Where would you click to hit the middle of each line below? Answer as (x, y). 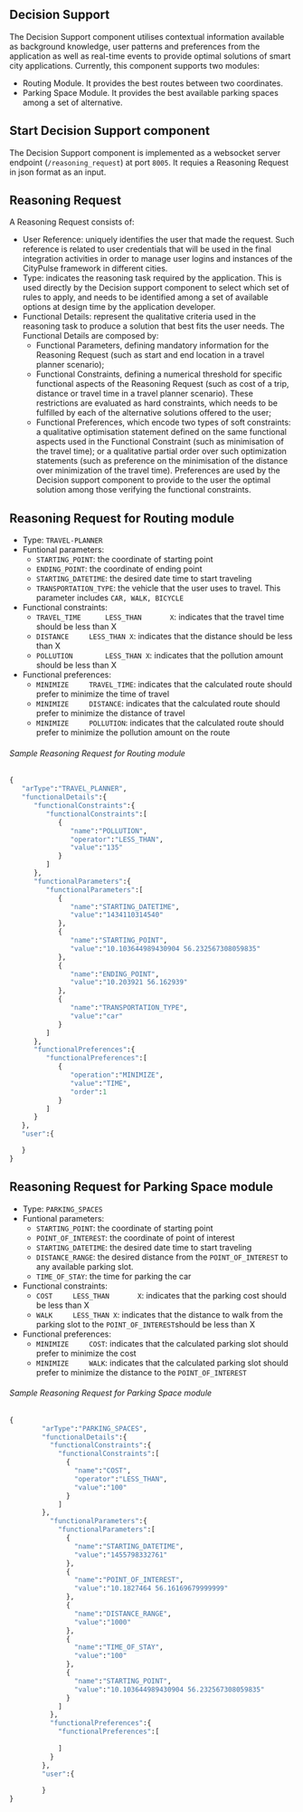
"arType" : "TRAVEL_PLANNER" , (74, 789)
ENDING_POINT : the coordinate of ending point (119, 569)
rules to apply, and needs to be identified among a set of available (145, 297)
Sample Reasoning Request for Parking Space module (111, 1393)
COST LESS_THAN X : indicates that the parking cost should (161, 1295)
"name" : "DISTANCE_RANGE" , (123, 1614)
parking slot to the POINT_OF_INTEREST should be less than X (146, 1324)
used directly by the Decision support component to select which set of (156, 288)
